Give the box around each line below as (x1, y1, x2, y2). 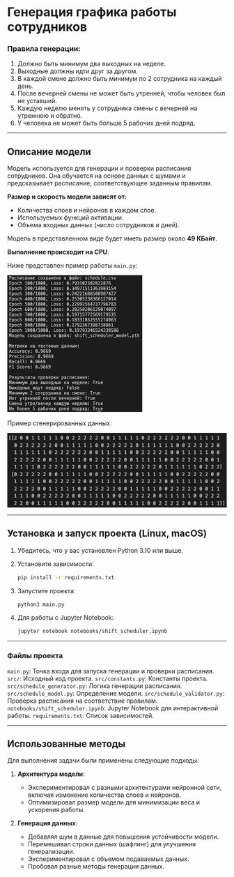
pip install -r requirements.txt (17, 574, 115, 581)
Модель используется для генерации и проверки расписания (7, 165, 192, 173)
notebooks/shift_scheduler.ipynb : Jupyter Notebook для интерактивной (7, 703, 219, 712)
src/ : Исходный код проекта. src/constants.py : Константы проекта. (7, 674, 208, 682)
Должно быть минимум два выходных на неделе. (17, 60, 166, 68)
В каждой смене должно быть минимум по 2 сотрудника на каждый (17, 75, 222, 83)
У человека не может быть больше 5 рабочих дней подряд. (17, 119, 196, 128)
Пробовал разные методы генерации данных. (27, 862, 165, 871)
